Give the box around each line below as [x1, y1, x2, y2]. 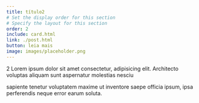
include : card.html [6, 32, 56, 38]
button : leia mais [6, 43, 53, 49]
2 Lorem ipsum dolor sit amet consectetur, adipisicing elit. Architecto [6, 65, 179, 72]
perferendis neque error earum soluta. [6, 89, 102, 97]
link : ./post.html [6, 37, 53, 43]
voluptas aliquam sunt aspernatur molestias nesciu [6, 71, 134, 79]
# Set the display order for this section [6, 15, 116, 21]
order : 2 [6, 25, 29, 32]
